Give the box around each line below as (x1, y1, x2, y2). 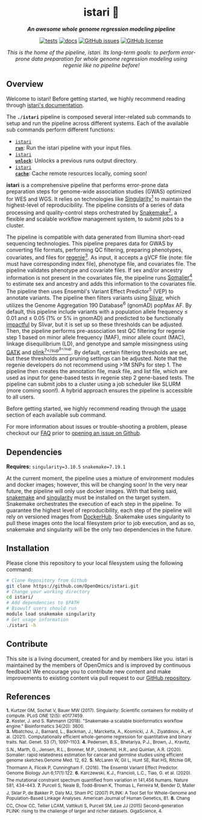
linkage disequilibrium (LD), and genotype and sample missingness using (6, 340, 188, 347)
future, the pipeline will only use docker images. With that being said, (6, 488, 178, 495)
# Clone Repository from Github (6, 577, 87, 584)
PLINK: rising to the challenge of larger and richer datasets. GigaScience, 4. (6, 808, 163, 814)
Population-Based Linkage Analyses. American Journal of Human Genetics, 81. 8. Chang (6, 795, 190, 801)
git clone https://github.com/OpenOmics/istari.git (6, 583, 139, 589)
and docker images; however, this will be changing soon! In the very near (6, 481, 188, 488)
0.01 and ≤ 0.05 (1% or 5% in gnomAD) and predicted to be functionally (6, 314, 184, 321)
